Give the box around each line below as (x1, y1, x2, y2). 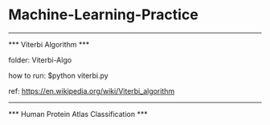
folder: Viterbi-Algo (8, 54, 72, 65)
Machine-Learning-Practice (8, 6, 198, 24)
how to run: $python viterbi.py (8, 71, 108, 80)
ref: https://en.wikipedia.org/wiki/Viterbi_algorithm (8, 86, 175, 95)
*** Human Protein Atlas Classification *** (8, 109, 148, 119)
